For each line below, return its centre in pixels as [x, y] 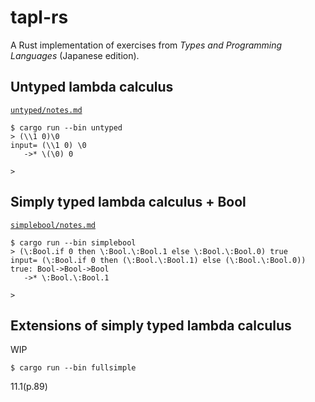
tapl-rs [39, 17]
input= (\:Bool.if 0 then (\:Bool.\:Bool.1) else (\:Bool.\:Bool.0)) [158, 260]
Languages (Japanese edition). [75, 55]
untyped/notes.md [46, 110]
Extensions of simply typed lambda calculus [151, 325]
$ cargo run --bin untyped [66, 127]
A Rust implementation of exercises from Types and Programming [146, 45]
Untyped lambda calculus [92, 87]
